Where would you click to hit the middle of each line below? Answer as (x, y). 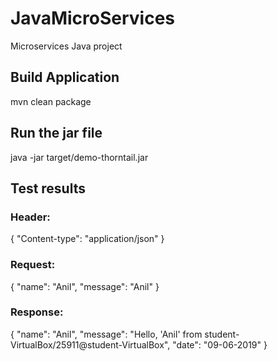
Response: (37, 312)
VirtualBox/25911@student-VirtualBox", (90, 344)
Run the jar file (56, 133)
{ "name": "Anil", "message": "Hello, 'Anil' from (106, 334)
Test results (48, 188)
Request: (33, 265)
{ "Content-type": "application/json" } (87, 239)
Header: (30, 217)
